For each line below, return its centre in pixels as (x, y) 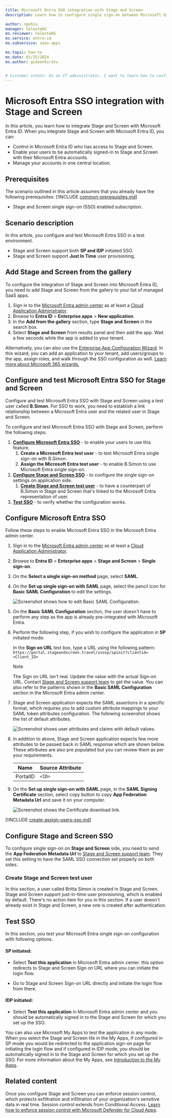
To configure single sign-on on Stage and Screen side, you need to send (82, 848)
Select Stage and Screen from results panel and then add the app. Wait (88, 332)
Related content (31, 1081)
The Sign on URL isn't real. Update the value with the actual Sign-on (84, 677)
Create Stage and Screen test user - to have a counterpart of (85, 486)
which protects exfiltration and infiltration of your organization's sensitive (82, 1099)
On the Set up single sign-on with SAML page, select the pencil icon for (89, 586)
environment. (19, 241)
